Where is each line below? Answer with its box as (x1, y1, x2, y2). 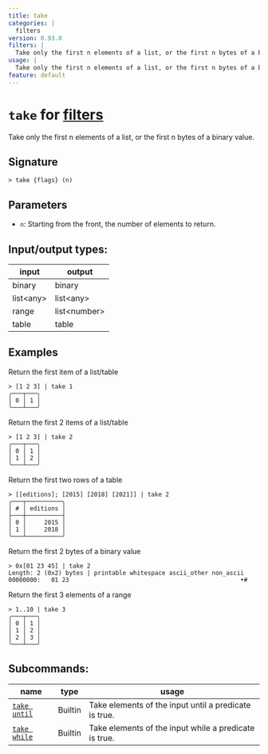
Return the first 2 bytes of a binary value (8, 546, 141, 556)
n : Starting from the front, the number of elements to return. (19, 219, 216, 229)
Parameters (8, 197, 68, 212)
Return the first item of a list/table (8, 367, 119, 377)
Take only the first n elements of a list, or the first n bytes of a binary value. (8, 132, 255, 142)
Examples (8, 345, 58, 360)
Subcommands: (8, 662, 89, 676)
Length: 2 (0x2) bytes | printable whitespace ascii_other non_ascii (8, 568, 245, 576)
